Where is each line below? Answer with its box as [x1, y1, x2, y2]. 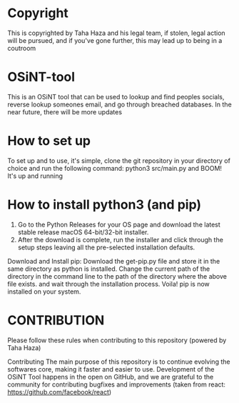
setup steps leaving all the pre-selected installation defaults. [17, 243, 195, 252]
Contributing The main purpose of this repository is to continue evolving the [7, 357, 230, 366]
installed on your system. [7, 287, 81, 296]
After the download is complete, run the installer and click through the [17, 235, 223, 244]
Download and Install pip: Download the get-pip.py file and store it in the [7, 257, 220, 265]
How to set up [7, 133, 91, 149]
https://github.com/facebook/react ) [7, 387, 112, 396]
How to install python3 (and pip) [7, 196, 202, 212]
